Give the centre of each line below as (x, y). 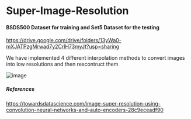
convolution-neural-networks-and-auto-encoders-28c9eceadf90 (85, 110)
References (20, 89)
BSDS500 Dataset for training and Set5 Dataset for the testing (83, 27)
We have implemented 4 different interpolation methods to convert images (95, 58)
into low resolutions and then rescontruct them (62, 64)
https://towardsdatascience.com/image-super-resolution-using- (83, 104)
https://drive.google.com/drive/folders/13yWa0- (64, 40)
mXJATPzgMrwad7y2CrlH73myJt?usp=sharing (63, 47)
